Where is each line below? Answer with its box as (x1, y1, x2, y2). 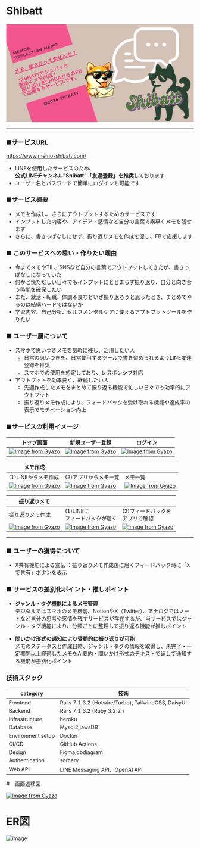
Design (8, 749, 26, 756)
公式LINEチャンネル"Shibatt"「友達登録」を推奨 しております (14, 172, 165, 179)
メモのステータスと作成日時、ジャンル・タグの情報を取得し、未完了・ (14, 642, 187, 650)
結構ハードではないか (30, 301, 83, 308)
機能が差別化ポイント (20, 657, 73, 665)
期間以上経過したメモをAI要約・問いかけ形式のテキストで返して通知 (20, 650, 187, 657)
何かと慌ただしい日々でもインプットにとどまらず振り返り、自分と (14, 279, 177, 286)
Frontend (8, 699, 32, 706)
